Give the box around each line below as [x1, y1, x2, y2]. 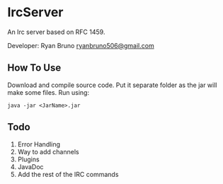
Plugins [17, 155, 40, 163]
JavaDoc [17, 162, 44, 171]
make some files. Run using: [7, 88, 90, 96]
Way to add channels [17, 147, 79, 156]
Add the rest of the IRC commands [17, 170, 119, 178]
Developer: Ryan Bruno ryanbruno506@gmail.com [7, 41, 154, 50]
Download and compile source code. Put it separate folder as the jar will [7, 81, 217, 89]
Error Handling [17, 139, 61, 149]
